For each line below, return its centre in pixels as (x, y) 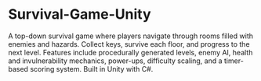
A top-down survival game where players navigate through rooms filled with (130, 36)
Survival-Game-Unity (80, 14)
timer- (234, 61)
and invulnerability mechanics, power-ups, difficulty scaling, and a (115, 61)
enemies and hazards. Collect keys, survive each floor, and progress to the (129, 44)
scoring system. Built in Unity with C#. (92, 69)
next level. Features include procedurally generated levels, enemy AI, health (130, 52)
